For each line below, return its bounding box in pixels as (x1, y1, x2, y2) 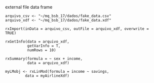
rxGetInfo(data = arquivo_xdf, (5, 39, 70, 44)
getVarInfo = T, (27, 43, 61, 48)
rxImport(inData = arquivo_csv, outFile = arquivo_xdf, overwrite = (5, 26, 149, 31)
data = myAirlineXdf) (25, 73, 70, 78)
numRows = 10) (27, 48, 56, 53)
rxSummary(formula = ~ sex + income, (5, 56, 83, 61)
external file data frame (5, 4, 53, 10)
